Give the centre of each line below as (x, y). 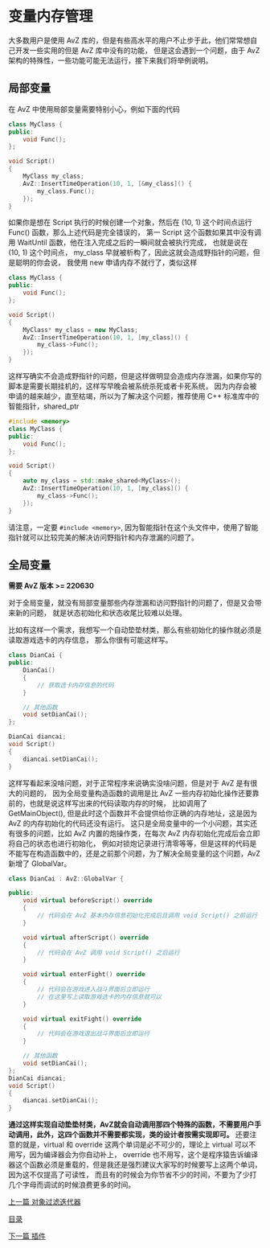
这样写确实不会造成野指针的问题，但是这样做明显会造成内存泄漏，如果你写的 (135, 376)
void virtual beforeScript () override (88, 901)
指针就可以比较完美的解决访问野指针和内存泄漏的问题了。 (103, 537)
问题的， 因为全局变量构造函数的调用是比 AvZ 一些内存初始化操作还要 (137, 793)
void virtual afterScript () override (86, 938)
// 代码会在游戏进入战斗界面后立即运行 (94, 990)
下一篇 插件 (27, 1236)
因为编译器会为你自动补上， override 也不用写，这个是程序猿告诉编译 (144, 1155)
